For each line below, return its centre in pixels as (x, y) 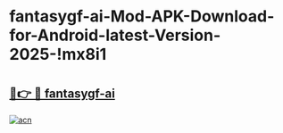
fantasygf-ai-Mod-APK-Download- (142, 17)
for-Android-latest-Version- (115, 35)
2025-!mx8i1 (58, 54)
